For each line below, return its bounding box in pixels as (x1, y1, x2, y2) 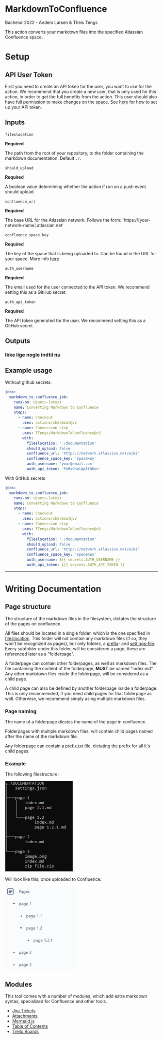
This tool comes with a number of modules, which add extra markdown (5, 993, 147, 999)
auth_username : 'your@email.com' (26, 461, 95, 466)
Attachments (12, 1013, 38, 1019)
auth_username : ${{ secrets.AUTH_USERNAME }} (26, 557, 120, 562)
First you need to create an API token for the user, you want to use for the (5, 83, 152, 89)
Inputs (5, 118, 25, 127)
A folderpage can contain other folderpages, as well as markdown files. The (5, 660, 157, 666)
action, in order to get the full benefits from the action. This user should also (5, 94, 157, 99)
